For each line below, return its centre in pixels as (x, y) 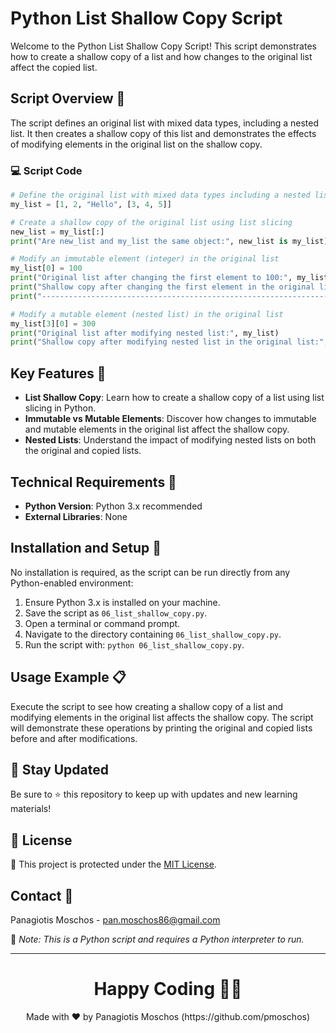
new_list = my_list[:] (57, 232)
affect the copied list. (54, 67)
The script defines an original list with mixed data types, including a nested (165, 123)
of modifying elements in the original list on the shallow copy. (136, 144)
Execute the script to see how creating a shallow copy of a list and (147, 706)
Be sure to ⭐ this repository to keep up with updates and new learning (154, 794)
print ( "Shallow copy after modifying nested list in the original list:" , (169, 342)
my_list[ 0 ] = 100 (46, 268)
